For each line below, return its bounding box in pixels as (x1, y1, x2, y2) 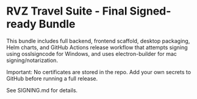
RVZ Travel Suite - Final (6, 4, 127, 18)
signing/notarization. (6, 56, 59, 64)
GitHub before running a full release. (6, 75, 98, 82)
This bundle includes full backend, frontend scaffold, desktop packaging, (6, 37, 190, 44)
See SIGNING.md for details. (6, 86, 78, 94)
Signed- (129, 4, 171, 18)
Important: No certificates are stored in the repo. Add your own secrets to (6, 68, 191, 75)
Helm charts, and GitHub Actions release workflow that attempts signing (6, 44, 188, 51)
